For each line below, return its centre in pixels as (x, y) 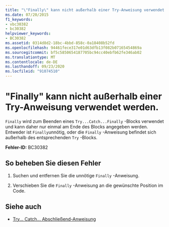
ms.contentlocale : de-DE (31, 62)
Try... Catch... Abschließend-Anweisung (54, 219)
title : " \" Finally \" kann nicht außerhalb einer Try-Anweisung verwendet (85, 10)
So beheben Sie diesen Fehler (53, 163)
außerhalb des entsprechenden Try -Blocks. (52, 137)
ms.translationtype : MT (30, 57)
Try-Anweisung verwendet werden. (82, 107)
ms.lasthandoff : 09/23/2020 (35, 67)
